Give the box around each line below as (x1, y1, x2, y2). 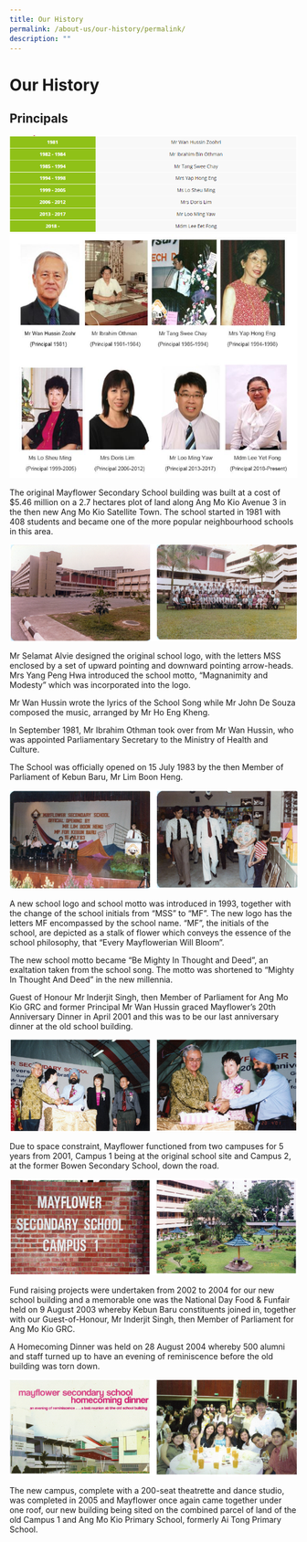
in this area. (9, 525, 54, 536)
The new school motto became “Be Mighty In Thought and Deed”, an (9, 955, 269, 966)
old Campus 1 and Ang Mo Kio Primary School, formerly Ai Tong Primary (9, 1514, 281, 1525)
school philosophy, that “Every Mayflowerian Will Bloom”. (9, 937, 225, 948)
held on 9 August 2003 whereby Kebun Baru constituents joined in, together (9, 1304, 297, 1315)
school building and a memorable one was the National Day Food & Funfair (9, 1294, 291, 1305)
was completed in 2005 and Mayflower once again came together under (9, 1494, 282, 1505)
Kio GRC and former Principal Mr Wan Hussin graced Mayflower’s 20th (9, 1001, 276, 1013)
